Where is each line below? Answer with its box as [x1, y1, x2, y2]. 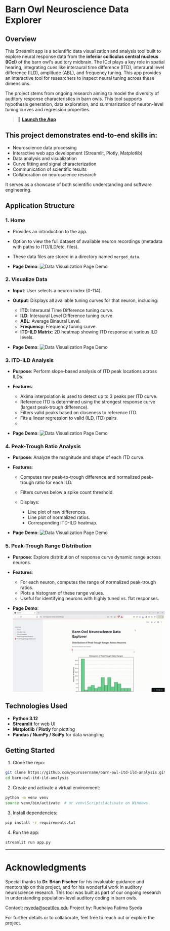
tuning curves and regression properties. [5, 107, 91, 112]
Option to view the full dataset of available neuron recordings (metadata [12, 238, 163, 244]
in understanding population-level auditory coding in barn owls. [5, 894, 138, 901]
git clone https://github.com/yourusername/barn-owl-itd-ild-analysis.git [5, 770, 166, 775]
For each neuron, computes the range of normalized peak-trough [20, 579, 156, 585]
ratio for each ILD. [35, 479, 73, 486]
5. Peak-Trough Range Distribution [5, 542, 92, 549]
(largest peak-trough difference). [20, 404, 89, 410]
